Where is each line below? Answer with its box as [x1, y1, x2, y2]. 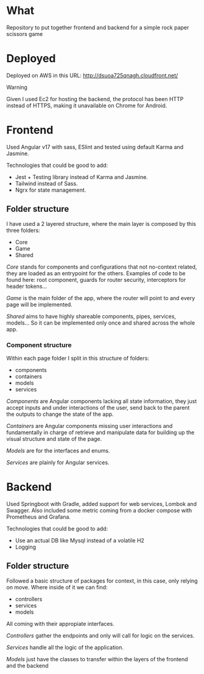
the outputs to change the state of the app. [6, 410, 114, 418]
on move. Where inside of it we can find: [6, 583, 108, 591]
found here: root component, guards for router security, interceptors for [6, 276, 186, 283]
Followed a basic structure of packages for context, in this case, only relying [6, 577, 198, 584]
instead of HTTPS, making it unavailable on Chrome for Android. [6, 102, 167, 109]
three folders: [6, 226, 41, 234]
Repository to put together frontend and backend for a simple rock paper [6, 24, 189, 31]
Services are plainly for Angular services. [6, 458, 110, 466]
